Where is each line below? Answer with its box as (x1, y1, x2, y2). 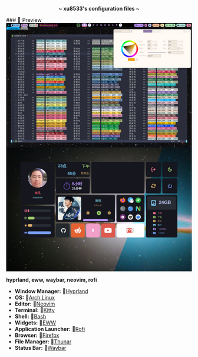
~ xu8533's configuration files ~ (58, 5, 140, 12)
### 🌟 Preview (6, 17, 42, 23)
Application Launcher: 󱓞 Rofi (14, 326, 85, 333)
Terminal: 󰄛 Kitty (14, 307, 55, 314)
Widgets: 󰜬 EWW (14, 319, 57, 326)
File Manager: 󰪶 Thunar (14, 338, 72, 345)
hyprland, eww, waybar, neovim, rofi (6, 276, 97, 284)
